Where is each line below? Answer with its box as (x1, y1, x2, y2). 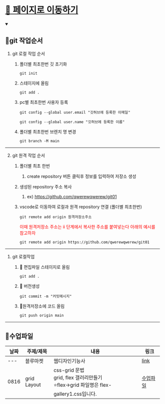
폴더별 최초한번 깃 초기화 (19, 61, 67, 67)
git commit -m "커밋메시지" (19, 294, 72, 299)
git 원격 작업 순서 (12, 152, 45, 158)
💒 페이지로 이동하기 (5, 4, 79, 16)
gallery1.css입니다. (53, 390, 97, 397)
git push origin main (19, 313, 64, 318)
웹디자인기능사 (53, 357, 85, 364)
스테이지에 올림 (19, 80, 49, 86)
